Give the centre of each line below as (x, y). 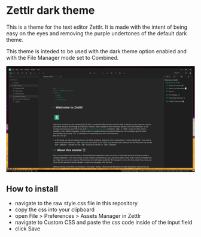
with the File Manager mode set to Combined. (63, 57)
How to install (32, 189)
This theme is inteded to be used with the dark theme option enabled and (97, 51)
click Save (28, 229)
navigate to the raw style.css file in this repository (76, 203)
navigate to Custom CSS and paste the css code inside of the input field (103, 223)
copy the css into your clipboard (54, 209)
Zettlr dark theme (51, 10)
